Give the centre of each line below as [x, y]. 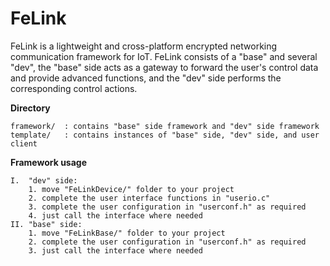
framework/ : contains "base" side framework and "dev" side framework [165, 126]
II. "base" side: [46, 224]
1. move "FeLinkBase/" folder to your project [127, 233]
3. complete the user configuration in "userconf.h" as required [167, 207]
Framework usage [49, 162]
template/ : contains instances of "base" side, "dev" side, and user [165, 135]
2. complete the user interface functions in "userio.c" [149, 198]
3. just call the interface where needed [115, 250]
